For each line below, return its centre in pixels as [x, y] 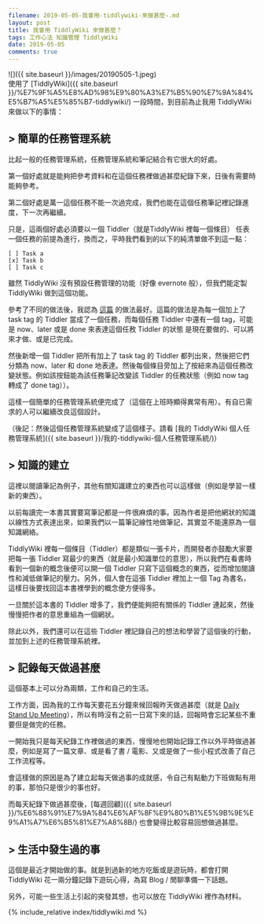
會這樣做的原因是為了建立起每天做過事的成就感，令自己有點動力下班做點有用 [132, 778]
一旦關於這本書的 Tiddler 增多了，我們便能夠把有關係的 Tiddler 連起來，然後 [131, 604]
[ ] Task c [26, 267]
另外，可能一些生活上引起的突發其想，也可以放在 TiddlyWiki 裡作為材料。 [127, 896]
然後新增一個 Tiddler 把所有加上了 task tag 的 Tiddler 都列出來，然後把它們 [129, 355]
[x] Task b [26, 260]
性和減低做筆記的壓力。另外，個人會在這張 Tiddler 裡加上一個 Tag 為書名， [129, 577]
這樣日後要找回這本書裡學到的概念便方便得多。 [84, 588]
